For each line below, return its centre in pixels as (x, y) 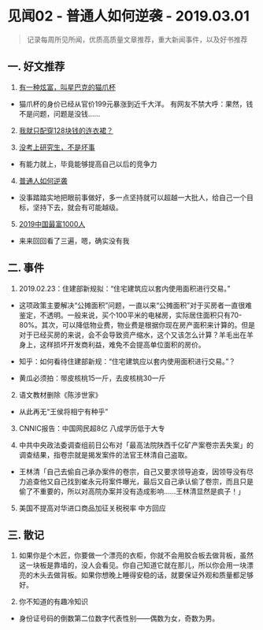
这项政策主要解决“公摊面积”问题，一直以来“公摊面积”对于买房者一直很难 (135, 305)
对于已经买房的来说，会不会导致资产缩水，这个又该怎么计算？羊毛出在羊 (136, 335)
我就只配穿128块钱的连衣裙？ (66, 130)
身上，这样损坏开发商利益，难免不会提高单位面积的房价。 (112, 344)
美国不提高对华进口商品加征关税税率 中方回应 (92, 508)
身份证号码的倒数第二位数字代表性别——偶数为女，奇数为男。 (119, 618)
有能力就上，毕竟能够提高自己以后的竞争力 (88, 164)
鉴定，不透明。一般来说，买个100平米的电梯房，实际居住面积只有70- (130, 315)
